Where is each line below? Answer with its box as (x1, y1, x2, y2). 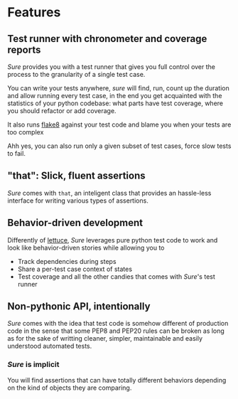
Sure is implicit (7, 360, 60, 370)
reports (7, 43, 41, 55)
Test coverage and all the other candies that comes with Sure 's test (17, 272, 215, 281)
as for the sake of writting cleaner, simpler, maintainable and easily (7, 334, 203, 343)
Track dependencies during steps (17, 257, 117, 265)
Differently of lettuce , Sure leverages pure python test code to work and (7, 235, 218, 244)
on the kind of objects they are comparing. (7, 383, 132, 392)
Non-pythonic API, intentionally (7, 300, 151, 313)
